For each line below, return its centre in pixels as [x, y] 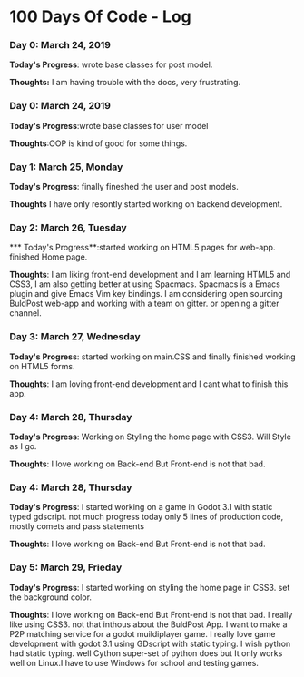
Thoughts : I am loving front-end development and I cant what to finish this [149, 384]
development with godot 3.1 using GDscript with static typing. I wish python [150, 643]
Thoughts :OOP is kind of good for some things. [98, 143]
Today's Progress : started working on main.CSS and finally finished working [152, 357]
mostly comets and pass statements [77, 526]
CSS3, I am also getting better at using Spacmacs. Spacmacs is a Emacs [145, 284]
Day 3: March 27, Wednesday [75, 337]
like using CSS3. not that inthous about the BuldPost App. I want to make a [148, 624]
